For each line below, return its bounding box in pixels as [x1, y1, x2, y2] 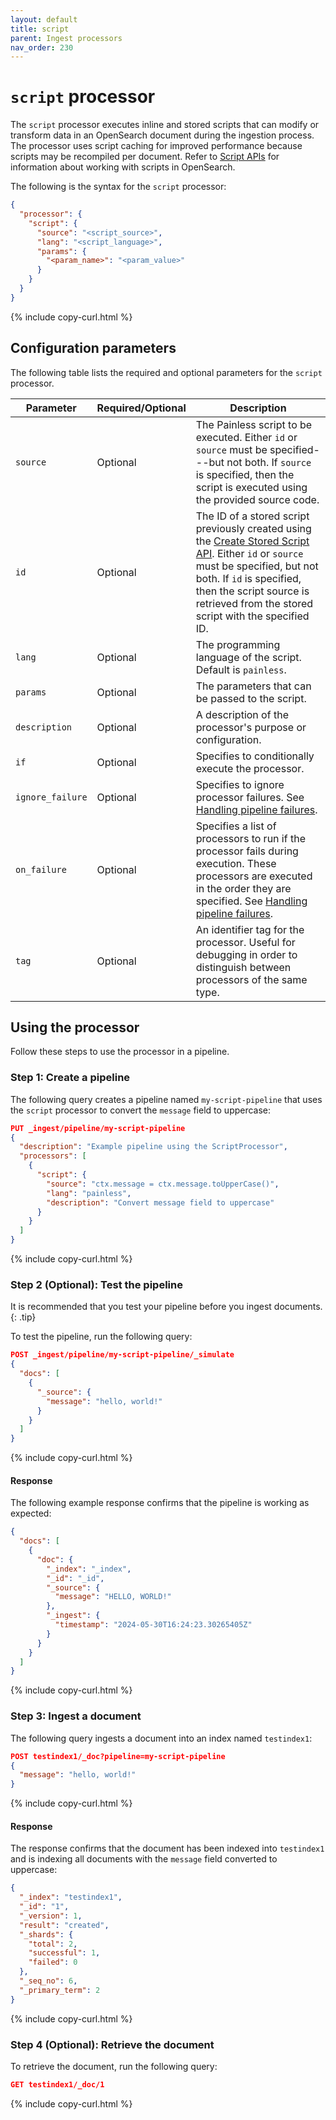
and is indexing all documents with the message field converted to [10, 1853, 278, 1865]
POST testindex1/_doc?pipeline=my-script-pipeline [10, 1751, 226, 1761]
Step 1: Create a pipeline [10, 1071, 131, 1085]
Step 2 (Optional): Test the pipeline [10, 1278, 183, 1292]
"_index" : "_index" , [46, 1564, 132, 1574]
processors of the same [195, 972, 308, 986]
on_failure [15, 864, 67, 875]
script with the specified [195, 609, 310, 623]
